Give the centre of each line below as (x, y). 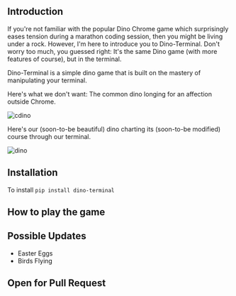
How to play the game (56, 212)
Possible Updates (47, 236)
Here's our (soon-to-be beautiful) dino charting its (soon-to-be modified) (114, 129)
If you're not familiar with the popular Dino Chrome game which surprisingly (118, 28)
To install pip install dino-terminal (61, 190)
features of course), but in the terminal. (64, 59)
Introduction (35, 12)
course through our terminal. (49, 136)
